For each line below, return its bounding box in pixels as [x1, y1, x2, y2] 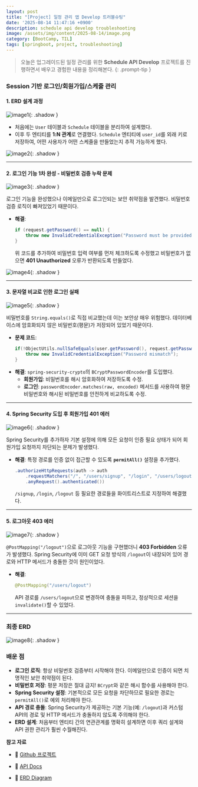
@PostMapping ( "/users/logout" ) [14, 582, 92, 588]
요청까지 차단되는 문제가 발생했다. [21, 443, 99, 450]
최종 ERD [6, 623, 31, 631]
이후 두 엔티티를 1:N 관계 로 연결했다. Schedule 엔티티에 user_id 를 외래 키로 [14, 131, 187, 137]
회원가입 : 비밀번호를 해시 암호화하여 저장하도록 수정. [23, 375, 143, 382]
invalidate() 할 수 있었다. [14, 601, 75, 608]
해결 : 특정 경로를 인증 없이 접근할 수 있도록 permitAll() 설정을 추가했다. [14, 455, 181, 463]
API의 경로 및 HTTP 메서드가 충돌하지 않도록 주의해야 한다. [14, 711, 150, 719]
